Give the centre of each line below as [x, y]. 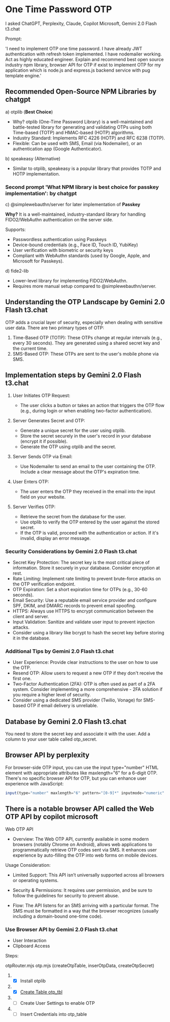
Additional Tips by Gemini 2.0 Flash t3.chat [60, 651]
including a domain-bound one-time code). [58, 916]
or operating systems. [36, 880]
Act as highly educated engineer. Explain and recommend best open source [84, 59]
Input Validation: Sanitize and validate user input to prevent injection [83, 622]
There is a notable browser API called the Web [80, 809]
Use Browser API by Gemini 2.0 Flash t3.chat [61, 929]
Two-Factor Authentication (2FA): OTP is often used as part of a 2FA [84, 684]
